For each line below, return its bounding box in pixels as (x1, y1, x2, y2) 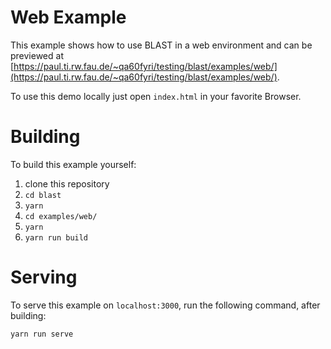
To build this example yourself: (10, 158, 137, 170)
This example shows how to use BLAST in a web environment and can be (10, 39, 313, 51)
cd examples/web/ (24, 211, 98, 221)
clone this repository (24, 177, 110, 190)
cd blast (24, 190, 62, 200)
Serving (10, 266, 78, 289)
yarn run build (24, 232, 89, 243)
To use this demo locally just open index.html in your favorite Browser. (10, 90, 302, 102)
